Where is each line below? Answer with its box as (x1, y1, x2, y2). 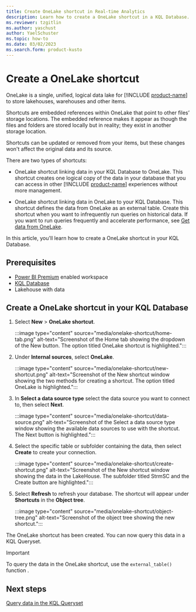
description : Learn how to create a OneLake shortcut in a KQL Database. (6, 14, 190, 20)
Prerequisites (6, 258, 56, 268)
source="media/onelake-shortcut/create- (74, 460, 174, 467)
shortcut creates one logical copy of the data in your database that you (14, 174, 186, 181)
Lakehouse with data (14, 286, 66, 293)
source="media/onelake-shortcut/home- (74, 330, 173, 337)
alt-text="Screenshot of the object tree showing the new (39, 514, 176, 521)
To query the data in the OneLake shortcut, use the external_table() (6, 561, 173, 568)
